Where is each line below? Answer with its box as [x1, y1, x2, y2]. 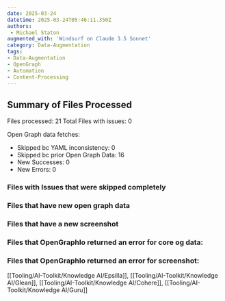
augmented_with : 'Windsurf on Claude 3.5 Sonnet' [7, 36, 152, 42]
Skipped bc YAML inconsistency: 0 [16, 144, 116, 152]
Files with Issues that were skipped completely [7, 183, 166, 192]
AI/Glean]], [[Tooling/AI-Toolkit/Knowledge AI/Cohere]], [7, 278, 163, 287]
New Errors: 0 [16, 166, 57, 174]
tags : [7, 49, 23, 55]
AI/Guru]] [61, 286, 88, 294]
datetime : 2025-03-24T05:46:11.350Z [7, 16, 111, 23]
